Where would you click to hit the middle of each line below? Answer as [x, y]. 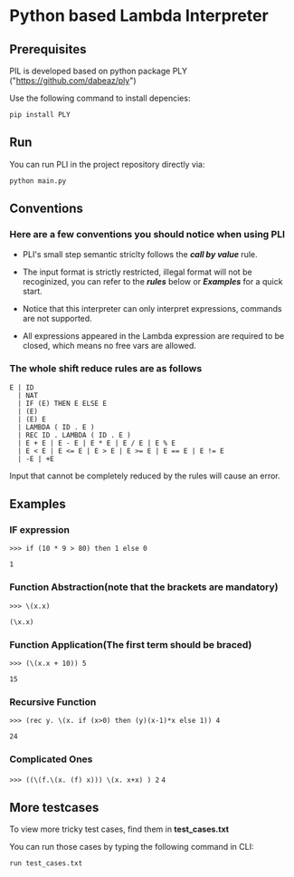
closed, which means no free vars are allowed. [109, 345]
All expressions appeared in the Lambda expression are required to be [153, 335]
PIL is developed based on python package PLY [99, 71]
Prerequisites [48, 49]
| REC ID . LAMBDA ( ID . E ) [74, 435]
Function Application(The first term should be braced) [131, 644]
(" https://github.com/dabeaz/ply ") [73, 81]
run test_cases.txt [46, 863]
